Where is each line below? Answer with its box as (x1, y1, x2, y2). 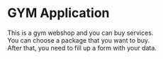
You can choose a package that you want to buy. (7, 36, 150, 44)
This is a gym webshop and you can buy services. (7, 28, 154, 37)
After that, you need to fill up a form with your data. (7, 43, 157, 52)
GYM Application (7, 5, 110, 21)
